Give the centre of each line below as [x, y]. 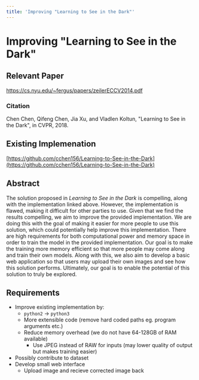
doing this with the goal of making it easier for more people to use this [92, 223]
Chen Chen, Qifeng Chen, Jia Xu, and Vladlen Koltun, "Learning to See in [96, 119]
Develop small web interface [50, 364]
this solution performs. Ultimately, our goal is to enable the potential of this [98, 268]
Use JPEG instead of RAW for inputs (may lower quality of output [113, 345]
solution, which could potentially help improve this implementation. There [96, 229]
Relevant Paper [35, 76]
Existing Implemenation [51, 144]
